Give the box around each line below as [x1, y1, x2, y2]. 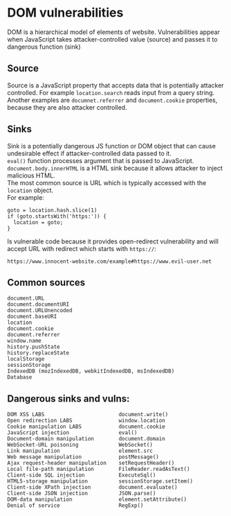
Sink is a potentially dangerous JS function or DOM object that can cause [7, 141, 216, 150]
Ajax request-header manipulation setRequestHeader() [7, 460, 175, 467]
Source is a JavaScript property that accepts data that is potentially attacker [7, 81, 224, 89]
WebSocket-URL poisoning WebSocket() [7, 442, 154, 449]
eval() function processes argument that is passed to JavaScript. [7, 156, 194, 164]
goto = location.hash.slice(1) [7, 207, 98, 214]
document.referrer [7, 332, 60, 338]
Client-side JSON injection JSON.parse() [7, 490, 156, 497]
